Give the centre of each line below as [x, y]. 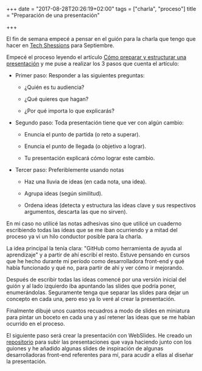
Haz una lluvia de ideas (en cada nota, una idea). [85, 182]
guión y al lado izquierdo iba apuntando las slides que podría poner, [91, 286]
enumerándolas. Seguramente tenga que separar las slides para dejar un [98, 292]
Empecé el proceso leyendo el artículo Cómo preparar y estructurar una [96, 57]
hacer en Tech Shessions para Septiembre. [60, 45]
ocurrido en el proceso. [36, 323]
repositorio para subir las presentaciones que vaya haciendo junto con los [99, 342]
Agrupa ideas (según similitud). [63, 193]
